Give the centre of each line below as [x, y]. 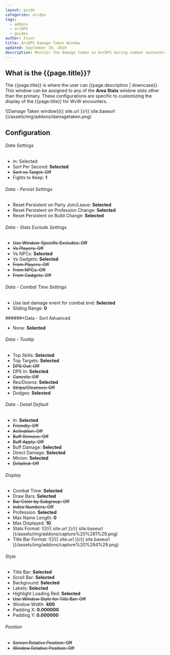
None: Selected [29, 327]
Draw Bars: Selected [34, 496]
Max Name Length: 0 [34, 518]
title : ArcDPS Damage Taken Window [43, 43]
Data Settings [19, 146]
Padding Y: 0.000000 [36, 615]
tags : [11, 19]
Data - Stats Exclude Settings [36, 227]
